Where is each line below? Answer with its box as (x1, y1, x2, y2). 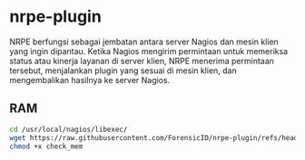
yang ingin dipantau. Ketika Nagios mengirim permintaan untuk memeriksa (9, 45, 289, 56)
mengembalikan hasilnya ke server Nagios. (9, 74, 171, 85)
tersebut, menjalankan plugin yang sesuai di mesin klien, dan (9, 65, 238, 76)
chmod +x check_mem (9, 142, 84, 151)
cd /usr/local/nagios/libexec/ (9, 125, 128, 134)
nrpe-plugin (9, 6, 102, 27)
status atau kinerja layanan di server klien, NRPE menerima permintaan (9, 55, 275, 66)
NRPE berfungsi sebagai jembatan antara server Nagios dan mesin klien (9, 36, 279, 47)
